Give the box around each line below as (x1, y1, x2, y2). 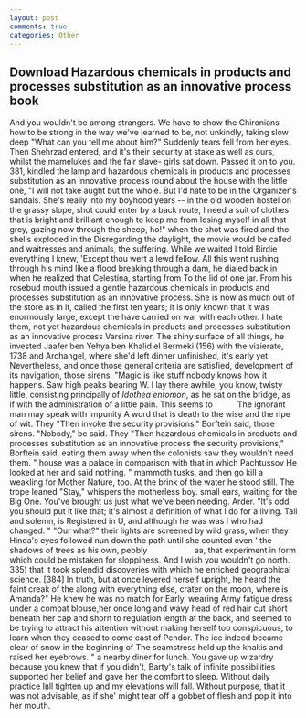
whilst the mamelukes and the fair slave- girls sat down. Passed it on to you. (9, 156, 296, 167)
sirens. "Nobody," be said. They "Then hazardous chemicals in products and (9, 428, 298, 439)
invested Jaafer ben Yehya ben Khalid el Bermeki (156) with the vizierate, (9, 340, 285, 352)
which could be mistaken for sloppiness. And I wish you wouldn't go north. (9, 554, 290, 565)
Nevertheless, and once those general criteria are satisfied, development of (9, 360, 294, 371)
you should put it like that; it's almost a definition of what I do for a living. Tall (9, 506, 299, 517)
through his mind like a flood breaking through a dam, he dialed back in (9, 263, 278, 274)
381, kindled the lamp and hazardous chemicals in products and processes (9, 166, 291, 177)
